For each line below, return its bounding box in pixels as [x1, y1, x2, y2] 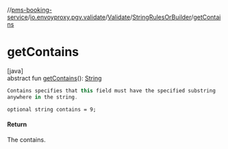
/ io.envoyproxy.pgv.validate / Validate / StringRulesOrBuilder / [27, 13, 194, 21]
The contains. [7, 135, 46, 144]
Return [7, 120, 27, 128]
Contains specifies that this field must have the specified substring [7, 87, 216, 94]
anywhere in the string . [7, 94, 78, 100]
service [7, 13, 29, 21]
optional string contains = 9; [7, 106, 97, 113]
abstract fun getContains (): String [7, 74, 102, 82]
